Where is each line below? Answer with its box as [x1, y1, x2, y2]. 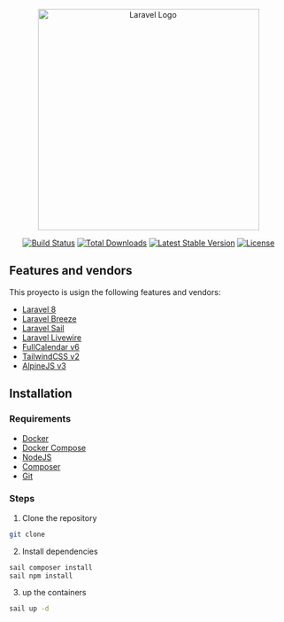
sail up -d [9, 604, 50, 613]
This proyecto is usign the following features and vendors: [9, 286, 221, 297]
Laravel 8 [21, 304, 57, 315]
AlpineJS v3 [21, 360, 66, 371]
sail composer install [9, 563, 93, 571]
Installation [9, 386, 73, 401]
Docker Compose [21, 442, 87, 453]
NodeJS [21, 452, 52, 463]
